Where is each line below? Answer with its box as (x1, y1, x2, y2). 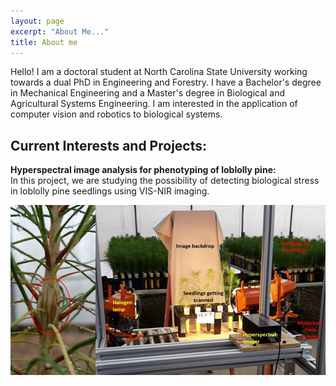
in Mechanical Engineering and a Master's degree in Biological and (10, 87, 286, 99)
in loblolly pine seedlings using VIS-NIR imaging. (10, 185, 210, 197)
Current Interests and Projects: (10, 137, 208, 154)
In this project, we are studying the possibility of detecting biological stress (10, 175, 320, 187)
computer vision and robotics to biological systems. (10, 108, 223, 120)
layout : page (10, 16, 65, 26)
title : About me (10, 37, 78, 47)
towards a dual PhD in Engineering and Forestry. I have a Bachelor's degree (10, 76, 322, 89)
